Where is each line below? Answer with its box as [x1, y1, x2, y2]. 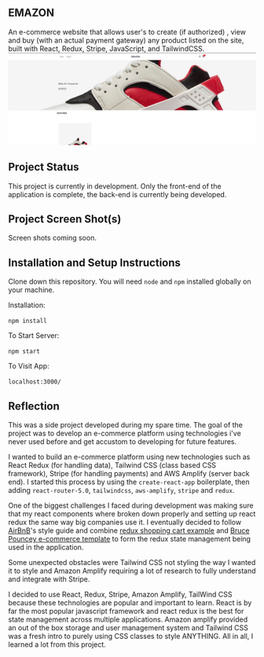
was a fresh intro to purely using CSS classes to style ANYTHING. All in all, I [8, 632, 254, 641]
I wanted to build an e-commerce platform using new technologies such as [8, 452, 251, 462]
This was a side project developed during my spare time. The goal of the [8, 420, 244, 430]
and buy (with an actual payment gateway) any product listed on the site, [8, 35, 244, 45]
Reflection [8, 399, 60, 413]
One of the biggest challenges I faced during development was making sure [8, 501, 254, 510]
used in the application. [8, 542, 84, 552]
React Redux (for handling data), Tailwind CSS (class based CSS [8, 461, 217, 470]
